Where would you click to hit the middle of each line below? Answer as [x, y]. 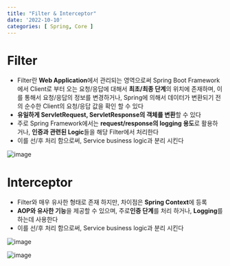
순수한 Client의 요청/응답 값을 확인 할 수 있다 [84, 106]
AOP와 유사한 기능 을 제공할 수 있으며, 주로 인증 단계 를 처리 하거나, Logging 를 [120, 211]
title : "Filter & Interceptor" [52, 13]
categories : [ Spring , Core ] [50, 26]
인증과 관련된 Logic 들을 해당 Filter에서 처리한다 [95, 132]
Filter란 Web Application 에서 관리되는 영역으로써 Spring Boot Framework [118, 81]
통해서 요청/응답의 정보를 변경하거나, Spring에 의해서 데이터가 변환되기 [119, 98]
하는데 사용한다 [37, 219]
